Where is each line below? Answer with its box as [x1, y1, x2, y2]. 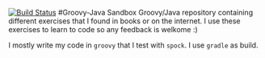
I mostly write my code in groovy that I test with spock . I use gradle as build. [8, 40, 259, 50]
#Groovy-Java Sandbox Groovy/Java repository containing [57, 8, 253, 17]
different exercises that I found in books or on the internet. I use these [8, 16, 241, 26]
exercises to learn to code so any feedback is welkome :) [8, 25, 198, 34]
